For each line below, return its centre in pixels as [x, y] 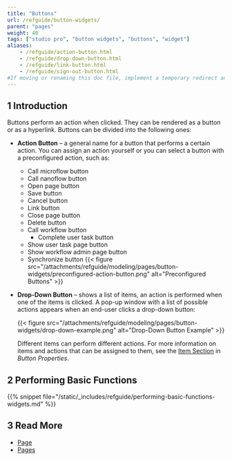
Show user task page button [68, 245]
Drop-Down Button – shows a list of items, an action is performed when [119, 295]
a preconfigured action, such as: [63, 158]
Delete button [47, 223]
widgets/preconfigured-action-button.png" [89, 274]
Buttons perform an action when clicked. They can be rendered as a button [114, 122]
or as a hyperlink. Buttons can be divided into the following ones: [99, 130]
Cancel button [47, 200]
